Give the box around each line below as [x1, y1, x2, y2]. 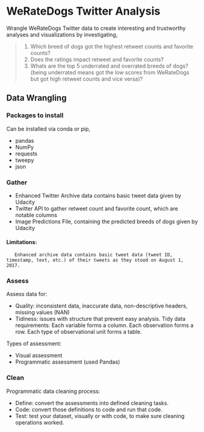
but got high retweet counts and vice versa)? [30, 75, 143, 82]
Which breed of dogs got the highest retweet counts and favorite [30, 43, 194, 50]
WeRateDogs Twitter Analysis [6, 4, 161, 18]
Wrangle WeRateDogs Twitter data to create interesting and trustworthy [6, 24, 186, 32]
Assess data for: [6, 290, 47, 298]
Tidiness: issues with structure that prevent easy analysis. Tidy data [15, 315, 186, 323]
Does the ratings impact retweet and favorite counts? [30, 56, 164, 63]
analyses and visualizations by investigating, [6, 31, 118, 38]
